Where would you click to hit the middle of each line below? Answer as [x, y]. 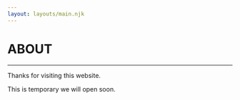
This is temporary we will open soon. [61, 89]
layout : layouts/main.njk [46, 14]
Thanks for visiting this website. [54, 75]
